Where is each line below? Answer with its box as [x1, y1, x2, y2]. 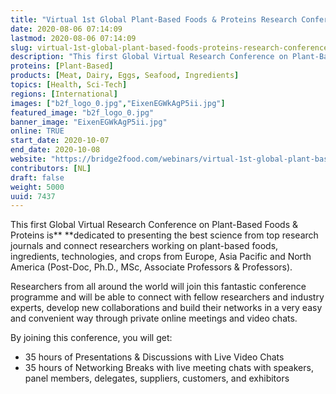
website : [10, 154, 47, 164]
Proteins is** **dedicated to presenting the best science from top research [10, 229, 319, 241]
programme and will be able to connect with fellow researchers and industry [10, 291, 325, 303]
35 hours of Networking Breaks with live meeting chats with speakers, [24, 362, 314, 374]
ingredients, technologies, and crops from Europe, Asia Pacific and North [10, 251, 312, 263]
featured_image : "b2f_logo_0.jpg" [10, 107, 155, 118]
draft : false [10, 172, 65, 183]
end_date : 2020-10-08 [10, 145, 101, 155]
